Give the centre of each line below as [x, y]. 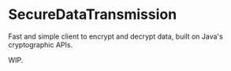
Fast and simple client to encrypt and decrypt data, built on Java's [115, 36]
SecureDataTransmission [93, 15]
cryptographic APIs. [41, 44]
